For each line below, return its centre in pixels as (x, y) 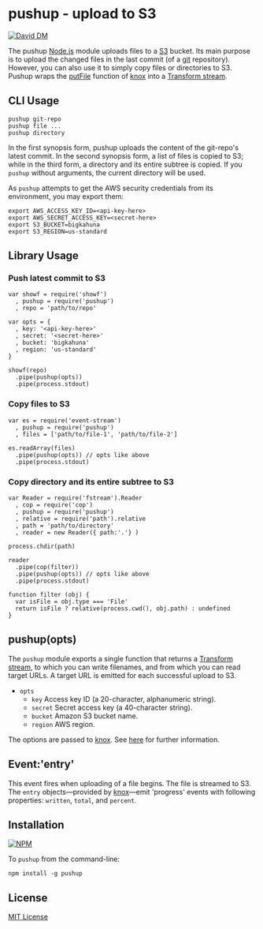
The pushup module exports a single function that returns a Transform (121, 658)
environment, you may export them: (66, 196)
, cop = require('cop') (54, 505)
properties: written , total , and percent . (72, 800)
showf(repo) (28, 371)
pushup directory (37, 133)
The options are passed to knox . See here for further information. (114, 740)
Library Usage (43, 256)
